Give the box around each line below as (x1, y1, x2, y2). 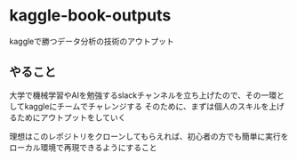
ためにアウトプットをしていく (16, 112, 126, 123)
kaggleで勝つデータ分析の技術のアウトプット (9, 36, 175, 46)
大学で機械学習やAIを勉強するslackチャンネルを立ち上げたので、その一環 (9, 90, 277, 101)
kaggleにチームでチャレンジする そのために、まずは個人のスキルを (24, 101, 269, 111)
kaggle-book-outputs (9, 5, 172, 26)
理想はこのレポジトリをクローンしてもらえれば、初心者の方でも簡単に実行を (9, 131, 289, 141)
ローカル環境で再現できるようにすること (9, 141, 157, 152)
